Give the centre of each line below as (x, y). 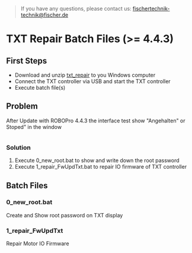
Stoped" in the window (34, 126)
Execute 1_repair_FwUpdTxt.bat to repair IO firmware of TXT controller (101, 167)
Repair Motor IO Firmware (38, 243)
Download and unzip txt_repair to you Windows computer (85, 75)
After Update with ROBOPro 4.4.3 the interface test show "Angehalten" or (96, 121)
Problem (22, 106)
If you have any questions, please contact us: (76, 9)
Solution (19, 147)
